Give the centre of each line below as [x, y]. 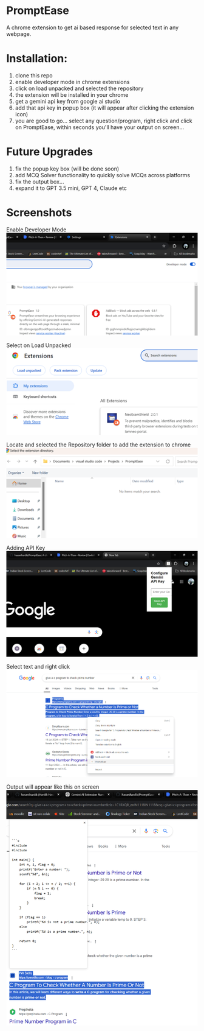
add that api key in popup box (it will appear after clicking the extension [104, 108]
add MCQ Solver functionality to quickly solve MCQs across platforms [102, 175]
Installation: [37, 59]
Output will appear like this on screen [53, 787]
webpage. [19, 33]
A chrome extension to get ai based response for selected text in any [93, 27]
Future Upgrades [49, 152]
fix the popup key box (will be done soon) [67, 169]
